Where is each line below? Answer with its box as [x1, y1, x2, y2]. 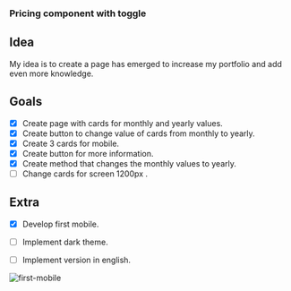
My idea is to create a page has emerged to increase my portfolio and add [9, 58, 282, 69]
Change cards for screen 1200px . [21, 168, 149, 179]
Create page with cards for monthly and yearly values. [21, 117, 224, 128]
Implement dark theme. [21, 236, 109, 247]
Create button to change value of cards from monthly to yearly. [21, 128, 255, 139]
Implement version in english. [21, 254, 132, 265]
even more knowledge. [9, 68, 94, 79]
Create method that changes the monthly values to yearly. [21, 158, 237, 168]
